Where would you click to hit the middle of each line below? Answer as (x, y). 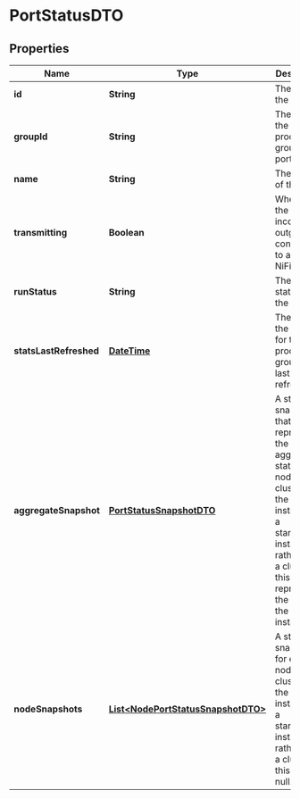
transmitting (41, 233)
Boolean (126, 233)
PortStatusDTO (67, 16)
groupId (31, 137)
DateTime (129, 351)
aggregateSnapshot (57, 510)
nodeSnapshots (48, 709)
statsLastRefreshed (57, 351)
